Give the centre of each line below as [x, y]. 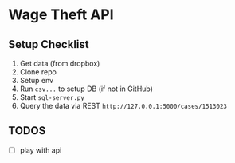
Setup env [37, 80]
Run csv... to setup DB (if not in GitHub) [86, 89]
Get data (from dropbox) [60, 63]
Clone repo [38, 72]
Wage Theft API [61, 15]
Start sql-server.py [52, 97]
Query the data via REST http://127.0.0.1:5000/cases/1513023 [123, 106]
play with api [41, 150]
